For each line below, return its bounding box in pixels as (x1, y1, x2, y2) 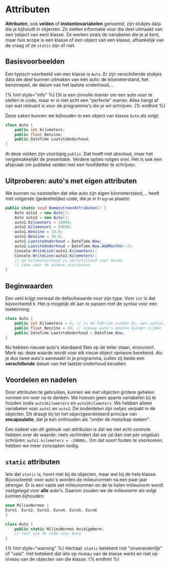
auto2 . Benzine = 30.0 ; (14, 234, 63, 239)
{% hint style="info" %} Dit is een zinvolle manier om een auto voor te (5, 91, 153, 98)
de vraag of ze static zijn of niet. (5, 42, 76, 48)
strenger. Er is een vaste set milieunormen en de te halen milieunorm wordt (5, 482, 164, 488)
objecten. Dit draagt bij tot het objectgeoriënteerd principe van (5, 411, 137, 417)
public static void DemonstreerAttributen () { (5, 205, 106, 211)
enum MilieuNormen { (5, 503, 50, 508)
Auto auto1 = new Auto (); (14, 210, 70, 215)
